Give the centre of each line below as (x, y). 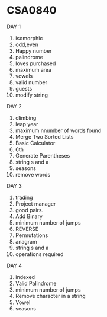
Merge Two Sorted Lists (44, 136)
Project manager (35, 204)
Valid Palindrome (36, 283)
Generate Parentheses (43, 155)
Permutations (32, 235)
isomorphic (29, 38)
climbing (26, 118)
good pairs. (29, 210)
